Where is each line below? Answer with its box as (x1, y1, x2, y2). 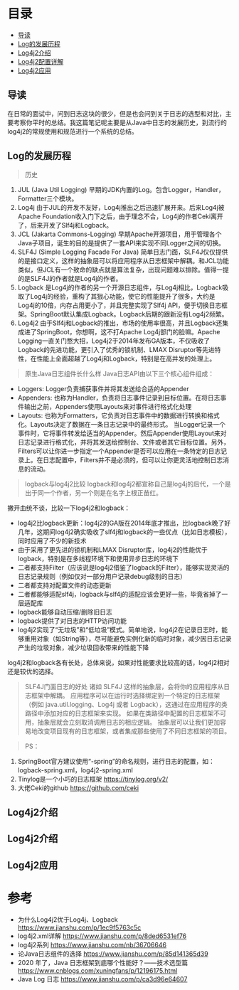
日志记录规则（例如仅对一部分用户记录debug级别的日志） (17, 572, 186, 580)
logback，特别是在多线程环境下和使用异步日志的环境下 (17, 554, 179, 563)
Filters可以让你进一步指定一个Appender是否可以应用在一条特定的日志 (17, 447, 221, 455)
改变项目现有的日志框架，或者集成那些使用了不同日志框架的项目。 (37, 726, 231, 735)
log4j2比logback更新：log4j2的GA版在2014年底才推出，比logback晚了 (17, 518, 225, 527)
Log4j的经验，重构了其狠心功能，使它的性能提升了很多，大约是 (30, 292, 216, 300)
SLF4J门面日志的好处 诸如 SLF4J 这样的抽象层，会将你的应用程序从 (24, 682, 224, 691)
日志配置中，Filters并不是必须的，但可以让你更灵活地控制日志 (42, 455, 223, 464)
